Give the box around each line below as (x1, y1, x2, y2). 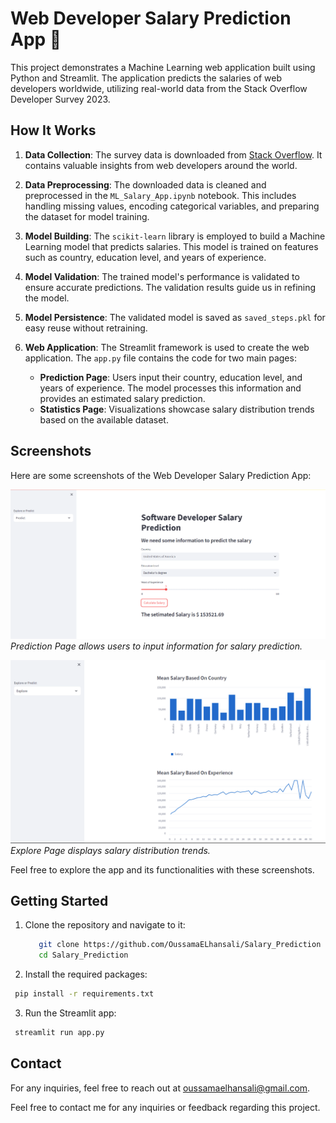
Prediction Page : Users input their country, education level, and (39, 371, 303, 383)
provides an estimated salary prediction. (39, 392, 206, 404)
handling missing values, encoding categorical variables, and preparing (24, 200, 320, 212)
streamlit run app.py (14, 1028, 105, 1038)
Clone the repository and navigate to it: (24, 919, 186, 931)
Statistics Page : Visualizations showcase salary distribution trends (39, 403, 315, 415)
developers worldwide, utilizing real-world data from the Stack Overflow (10, 82, 308, 94)
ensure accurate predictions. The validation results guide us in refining (24, 281, 317, 293)
